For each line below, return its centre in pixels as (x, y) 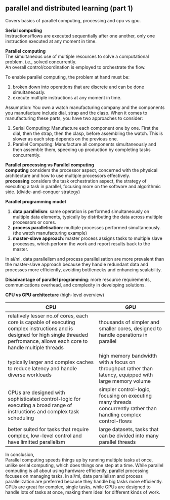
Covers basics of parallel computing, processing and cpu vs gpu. (73, 20)
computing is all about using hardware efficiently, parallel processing (77, 471)
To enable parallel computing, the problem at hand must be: (68, 77)
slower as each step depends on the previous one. (65, 138)
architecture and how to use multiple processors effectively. (68, 175)
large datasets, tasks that (129, 429)
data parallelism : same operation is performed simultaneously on (81, 211)
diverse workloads (30, 375)
